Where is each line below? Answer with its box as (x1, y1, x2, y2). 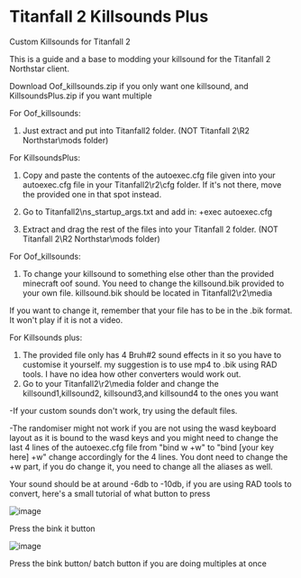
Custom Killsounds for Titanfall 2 (9, 36, 131, 47)
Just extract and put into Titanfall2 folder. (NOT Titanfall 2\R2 (22, 124, 251, 136)
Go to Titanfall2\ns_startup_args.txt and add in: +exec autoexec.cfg (22, 206, 273, 217)
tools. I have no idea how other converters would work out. (22, 368, 242, 380)
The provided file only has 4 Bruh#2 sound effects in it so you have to (22, 349, 282, 360)
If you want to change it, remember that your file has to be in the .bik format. (9, 305, 293, 316)
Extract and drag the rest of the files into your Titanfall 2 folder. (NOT (22, 224, 278, 234)
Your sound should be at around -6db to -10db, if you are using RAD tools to (9, 478, 292, 489)
